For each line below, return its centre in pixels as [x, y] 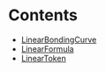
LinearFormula [47, 48]
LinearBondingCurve [59, 40]
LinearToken [44, 58]
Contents [43, 15]
